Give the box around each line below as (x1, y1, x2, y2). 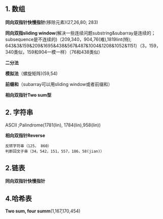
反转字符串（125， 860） (5, 143, 52, 148)
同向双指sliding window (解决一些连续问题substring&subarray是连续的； (5, 30, 156, 36)
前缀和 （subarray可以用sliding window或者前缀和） (5, 81, 113, 87)
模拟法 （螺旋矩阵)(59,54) (5, 70, 58, 76)
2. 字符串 (5, 108, 33, 117)
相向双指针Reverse (5, 132, 46, 138)
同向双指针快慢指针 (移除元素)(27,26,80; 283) (5, 19, 99, 25)
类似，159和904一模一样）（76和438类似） (13, 49, 103, 55)
